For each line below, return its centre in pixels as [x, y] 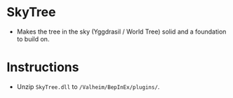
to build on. [33, 38]
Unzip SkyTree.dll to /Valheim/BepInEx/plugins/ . [88, 86]
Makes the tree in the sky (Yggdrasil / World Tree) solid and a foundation [121, 31]
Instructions [43, 68]
